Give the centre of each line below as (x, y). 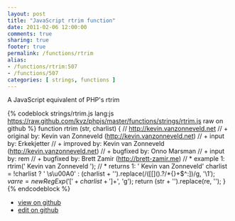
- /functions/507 (33, 73)
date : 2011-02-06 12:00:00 (47, 27)
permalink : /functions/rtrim (50, 54)
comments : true (30, 34)
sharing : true (28, 40)
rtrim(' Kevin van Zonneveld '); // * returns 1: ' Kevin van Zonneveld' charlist (117, 166)
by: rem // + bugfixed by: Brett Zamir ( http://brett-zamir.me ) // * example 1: (116, 159)
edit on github (38, 210)
